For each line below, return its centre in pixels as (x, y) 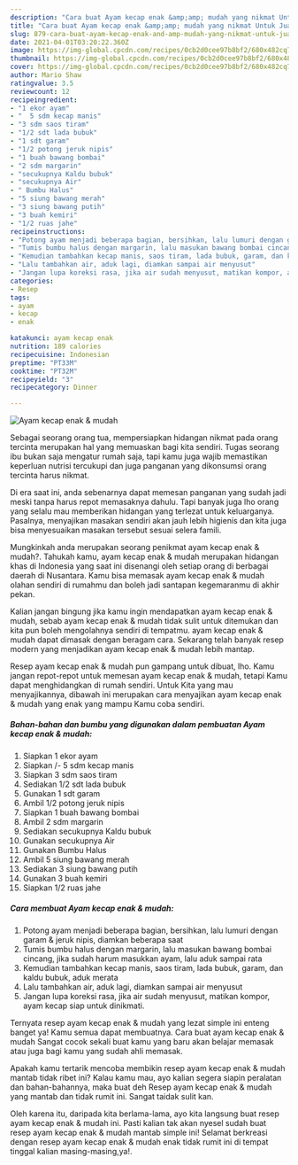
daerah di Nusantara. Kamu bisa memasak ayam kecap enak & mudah (137, 576)
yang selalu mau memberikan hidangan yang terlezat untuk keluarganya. (142, 511)
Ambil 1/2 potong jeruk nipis (73, 804)
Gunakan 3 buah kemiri (65, 879)
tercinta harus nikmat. (50, 476)
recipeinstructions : (48, 231)
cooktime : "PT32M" (44, 371)
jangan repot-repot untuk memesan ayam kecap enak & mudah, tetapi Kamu (149, 676)
